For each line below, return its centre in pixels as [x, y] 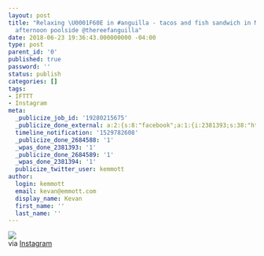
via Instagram [30, 243]
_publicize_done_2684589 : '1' [64, 154]
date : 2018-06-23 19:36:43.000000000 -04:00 [82, 37]
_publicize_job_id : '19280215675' [71, 118]
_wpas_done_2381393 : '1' [56, 147]
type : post [26, 45]
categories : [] [33, 81]
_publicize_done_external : [59, 125]
